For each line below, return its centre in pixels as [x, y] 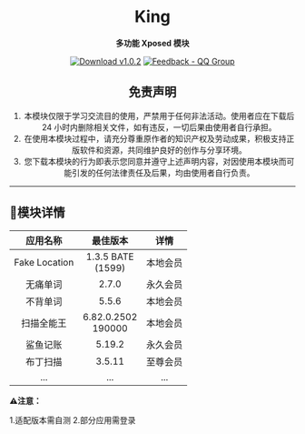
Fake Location [44, 262]
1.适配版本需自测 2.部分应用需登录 [73, 419]
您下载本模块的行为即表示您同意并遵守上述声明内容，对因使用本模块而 [155, 161]
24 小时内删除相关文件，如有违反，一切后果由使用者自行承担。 [159, 127]
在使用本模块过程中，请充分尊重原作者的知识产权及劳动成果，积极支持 [155, 138]
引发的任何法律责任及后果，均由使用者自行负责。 [163, 172]
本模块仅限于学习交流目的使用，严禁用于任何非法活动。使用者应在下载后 [159, 116]
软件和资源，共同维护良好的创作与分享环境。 [163, 150]
